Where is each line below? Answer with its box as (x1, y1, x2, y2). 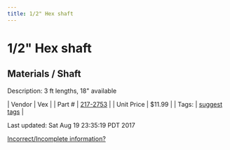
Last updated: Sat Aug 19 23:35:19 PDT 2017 (7, 121, 135, 129)
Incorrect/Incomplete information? (7, 134, 107, 143)
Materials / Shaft (7, 68, 82, 80)
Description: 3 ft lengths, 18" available (7, 87, 117, 95)
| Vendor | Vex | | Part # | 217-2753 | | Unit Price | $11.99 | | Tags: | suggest (7, 100, 223, 108)
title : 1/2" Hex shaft (7, 10, 74, 17)
